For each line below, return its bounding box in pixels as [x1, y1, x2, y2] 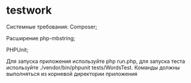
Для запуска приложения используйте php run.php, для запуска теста [6, 58, 186, 65]
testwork [6, 4, 52, 17]
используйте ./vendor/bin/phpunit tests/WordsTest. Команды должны [6, 63, 180, 71]
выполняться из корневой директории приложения [6, 70, 138, 77]
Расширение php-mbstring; [6, 34, 76, 41]
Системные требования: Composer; [6, 23, 97, 30]
